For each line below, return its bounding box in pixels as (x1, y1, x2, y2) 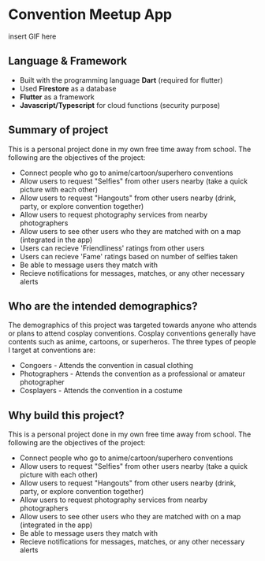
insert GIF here (8, 32, 57, 41)
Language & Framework (8, 54, 128, 68)
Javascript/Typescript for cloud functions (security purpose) (19, 100, 221, 110)
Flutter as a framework (19, 92, 95, 102)
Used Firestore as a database (19, 84, 117, 93)
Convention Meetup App (8, 6, 172, 24)
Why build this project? (8, 408, 125, 422)
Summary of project (8, 124, 109, 137)
